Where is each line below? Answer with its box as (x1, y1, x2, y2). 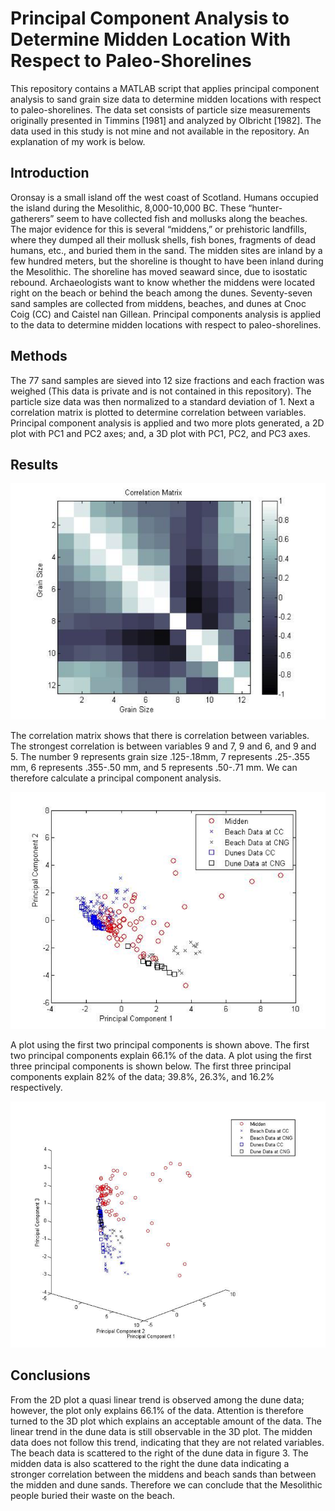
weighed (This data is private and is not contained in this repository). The (10, 385, 312, 397)
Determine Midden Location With (10, 28, 292, 51)
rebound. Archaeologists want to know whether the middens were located (10, 276, 316, 288)
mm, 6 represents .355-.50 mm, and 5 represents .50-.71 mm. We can (10, 762, 298, 774)
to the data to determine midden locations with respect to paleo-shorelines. (10, 318, 322, 331)
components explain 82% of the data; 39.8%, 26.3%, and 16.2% (10, 1070, 275, 1082)
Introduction (10, 165, 90, 182)
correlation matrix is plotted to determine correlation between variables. (10, 406, 307, 418)
